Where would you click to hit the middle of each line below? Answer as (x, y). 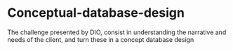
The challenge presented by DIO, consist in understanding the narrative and (117, 32)
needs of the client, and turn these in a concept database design (101, 39)
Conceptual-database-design (96, 13)
